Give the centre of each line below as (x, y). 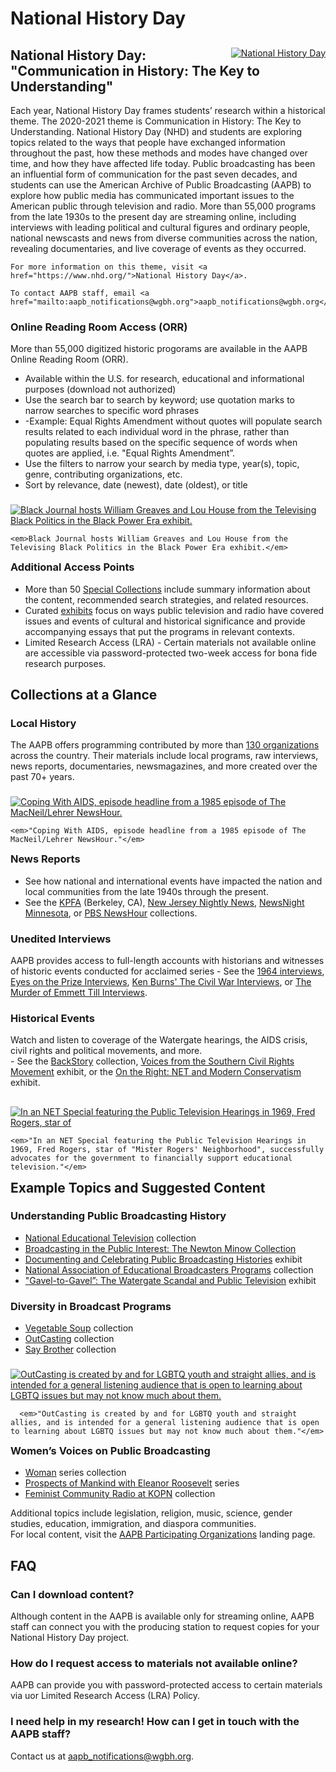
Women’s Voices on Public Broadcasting (110, 1451)
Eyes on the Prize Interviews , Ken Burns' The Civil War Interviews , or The (161, 981)
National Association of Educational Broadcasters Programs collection (169, 1269)
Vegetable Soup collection (79, 1328)
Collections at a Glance (84, 694)
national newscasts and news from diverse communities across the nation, (164, 238)
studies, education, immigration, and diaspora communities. (133, 1524)
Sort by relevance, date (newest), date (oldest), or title (136, 485)
